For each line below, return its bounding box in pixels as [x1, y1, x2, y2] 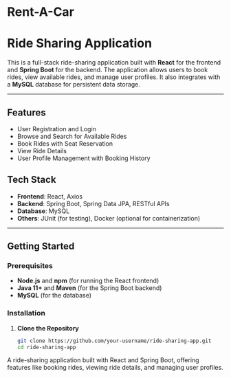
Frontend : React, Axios [16, 192, 83, 200]
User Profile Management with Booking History [16, 154, 151, 162]
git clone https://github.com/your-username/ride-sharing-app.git [16, 337, 212, 344]
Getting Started [7, 241, 75, 252]
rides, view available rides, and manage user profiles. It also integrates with [7, 73, 221, 81]
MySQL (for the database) [16, 291, 91, 300]
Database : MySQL [16, 207, 70, 215]
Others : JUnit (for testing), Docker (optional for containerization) [16, 214, 201, 222]
